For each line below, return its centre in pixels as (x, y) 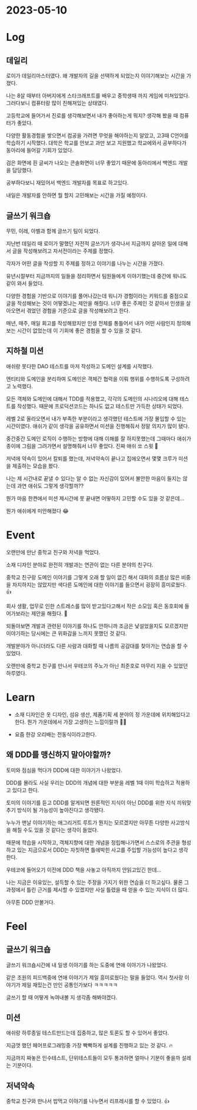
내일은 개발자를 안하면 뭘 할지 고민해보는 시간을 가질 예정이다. (77, 195)
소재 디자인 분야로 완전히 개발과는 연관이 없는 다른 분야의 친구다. (80, 565)
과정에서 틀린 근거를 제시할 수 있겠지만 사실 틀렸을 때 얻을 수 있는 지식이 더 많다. (98, 889)
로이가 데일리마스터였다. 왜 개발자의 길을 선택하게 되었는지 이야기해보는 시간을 (96, 76)
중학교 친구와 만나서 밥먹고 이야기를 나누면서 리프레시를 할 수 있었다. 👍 (88, 1101)
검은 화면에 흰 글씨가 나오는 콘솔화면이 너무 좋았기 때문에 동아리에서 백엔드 (92, 163)
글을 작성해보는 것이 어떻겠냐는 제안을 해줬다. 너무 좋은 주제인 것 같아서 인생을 (96, 303)
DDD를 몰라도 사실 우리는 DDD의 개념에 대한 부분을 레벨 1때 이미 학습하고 (90, 782)
